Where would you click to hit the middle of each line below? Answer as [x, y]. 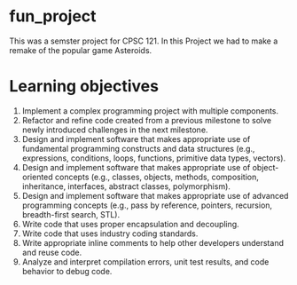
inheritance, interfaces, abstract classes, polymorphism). [126, 186]
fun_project [53, 16]
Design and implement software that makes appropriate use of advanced [155, 195]
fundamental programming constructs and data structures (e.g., [138, 148]
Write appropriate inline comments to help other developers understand [152, 242]
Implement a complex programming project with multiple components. [150, 111]
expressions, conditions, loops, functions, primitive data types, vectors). [154, 158]
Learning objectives [84, 87]
